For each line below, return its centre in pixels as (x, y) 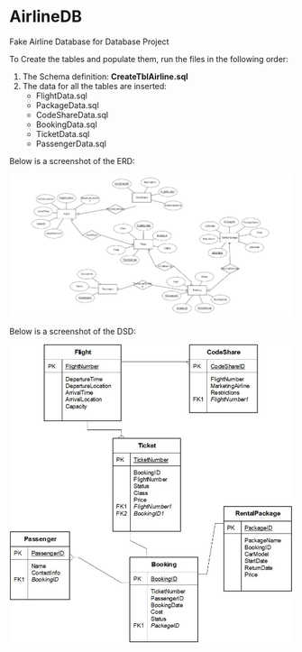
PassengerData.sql (71, 143)
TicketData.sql (63, 133)
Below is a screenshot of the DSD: (73, 331)
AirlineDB (46, 17)
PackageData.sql (67, 105)
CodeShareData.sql (72, 115)
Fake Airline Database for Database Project (89, 41)
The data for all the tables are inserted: (94, 86)
